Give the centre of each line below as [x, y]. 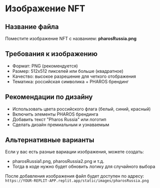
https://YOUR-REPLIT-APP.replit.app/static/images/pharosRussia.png [77, 181]
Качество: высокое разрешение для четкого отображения [74, 76]
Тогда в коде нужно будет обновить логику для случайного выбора [84, 167]
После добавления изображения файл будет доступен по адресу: [75, 176]
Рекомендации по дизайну [49, 97]
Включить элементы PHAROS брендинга [55, 114]
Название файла [32, 27]
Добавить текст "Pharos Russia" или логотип [59, 119]
